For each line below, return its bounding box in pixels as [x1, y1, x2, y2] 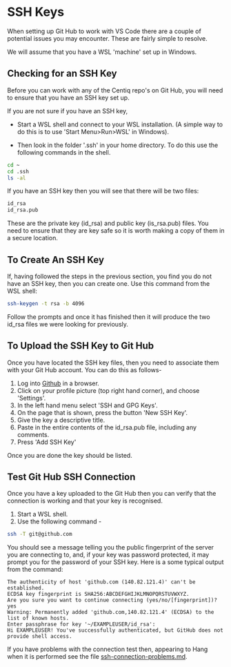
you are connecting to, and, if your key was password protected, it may [7, 550, 210, 559]
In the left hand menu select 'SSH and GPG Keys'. [17, 401, 158, 409]
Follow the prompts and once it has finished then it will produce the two [7, 312, 210, 321]
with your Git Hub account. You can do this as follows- [7, 365, 162, 374]
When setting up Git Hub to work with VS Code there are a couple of [7, 27, 201, 35]
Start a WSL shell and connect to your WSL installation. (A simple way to [17, 120, 223, 128]
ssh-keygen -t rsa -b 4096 [7, 300, 85, 307]
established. [7, 585, 45, 592]
